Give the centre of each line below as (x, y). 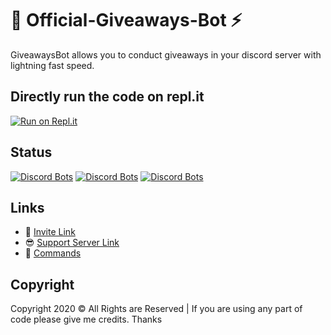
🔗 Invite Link (50, 232)
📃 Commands (53, 253)
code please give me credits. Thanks (86, 319)
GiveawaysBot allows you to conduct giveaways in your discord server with (166, 54)
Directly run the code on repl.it (107, 97)
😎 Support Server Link (72, 243)
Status (31, 152)
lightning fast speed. (52, 65)
